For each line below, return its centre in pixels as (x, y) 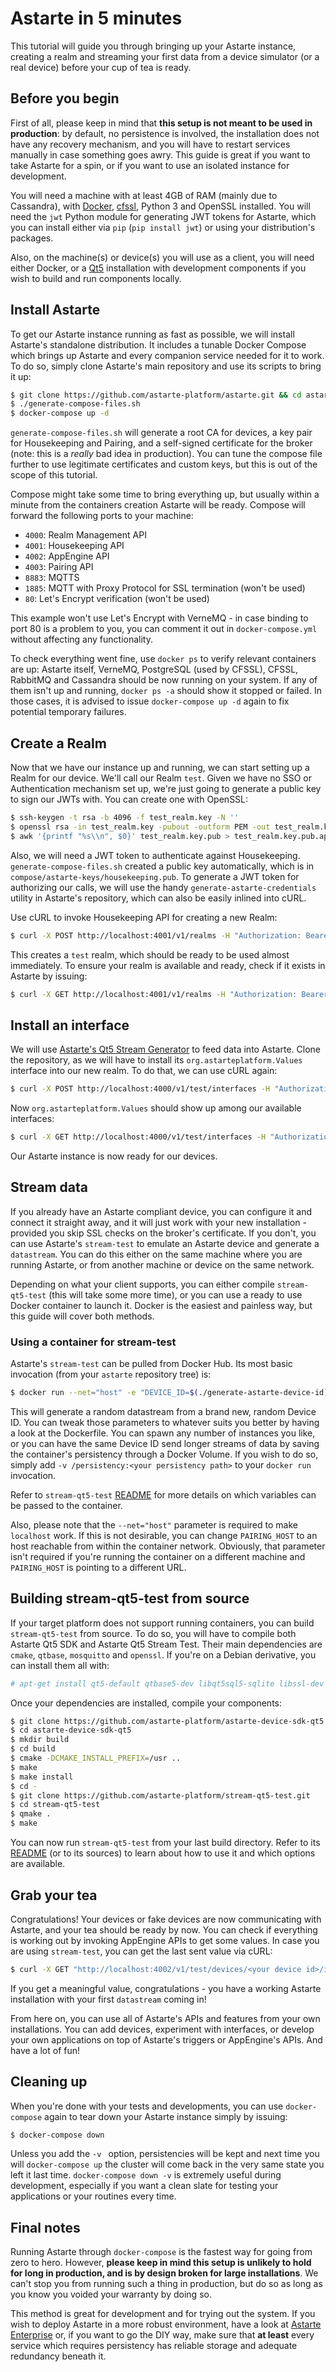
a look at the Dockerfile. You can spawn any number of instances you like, (163, 1433)
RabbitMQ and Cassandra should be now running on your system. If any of (164, 680)
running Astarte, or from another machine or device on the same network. (162, 1264)
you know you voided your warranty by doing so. (111, 2294)
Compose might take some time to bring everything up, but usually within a (165, 494)
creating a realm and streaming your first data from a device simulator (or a (165, 56)
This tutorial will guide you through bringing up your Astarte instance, (153, 46)
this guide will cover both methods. (82, 1316)
